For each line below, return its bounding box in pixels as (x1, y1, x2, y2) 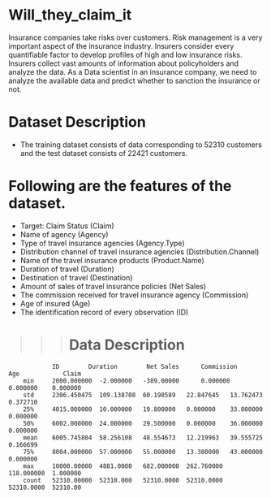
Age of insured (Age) (19, 298, 91, 308)
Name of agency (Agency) (19, 229, 109, 239)
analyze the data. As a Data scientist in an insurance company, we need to (8, 67, 257, 76)
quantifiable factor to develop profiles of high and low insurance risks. (8, 50, 243, 59)
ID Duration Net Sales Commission (51, 362, 238, 370)
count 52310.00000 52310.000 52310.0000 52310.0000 (23, 476, 223, 484)
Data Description (68, 336, 185, 354)
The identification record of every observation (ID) (19, 307, 189, 317)
